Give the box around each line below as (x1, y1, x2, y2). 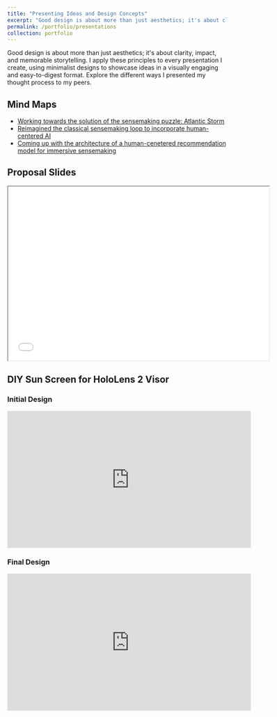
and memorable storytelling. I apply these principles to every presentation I (7, 56, 223, 65)
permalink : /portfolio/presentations (7, 23, 117, 30)
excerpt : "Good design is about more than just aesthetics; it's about (7, 17, 219, 24)
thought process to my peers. (7, 78, 93, 87)
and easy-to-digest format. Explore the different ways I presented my (7, 71, 206, 79)
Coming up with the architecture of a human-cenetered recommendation (17, 139, 226, 148)
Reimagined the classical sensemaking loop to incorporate (17, 125, 185, 133)
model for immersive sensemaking (17, 147, 117, 155)
